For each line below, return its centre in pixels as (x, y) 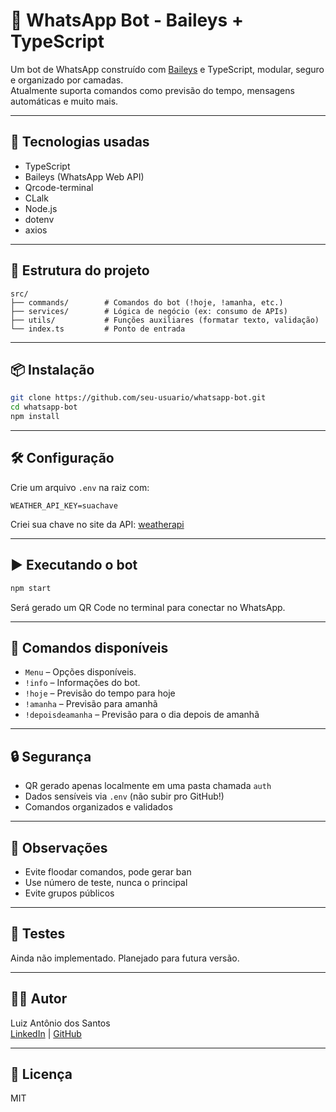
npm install (35, 417)
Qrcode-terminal (59, 187)
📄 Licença (41, 1074)
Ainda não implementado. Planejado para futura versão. (125, 958)
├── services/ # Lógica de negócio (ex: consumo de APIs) (149, 311)
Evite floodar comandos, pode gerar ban (108, 871)
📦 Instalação (52, 369)
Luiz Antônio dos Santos (60, 1023)
